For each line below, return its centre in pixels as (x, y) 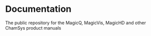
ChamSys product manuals (33, 28)
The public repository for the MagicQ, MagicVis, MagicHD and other (75, 23)
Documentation (39, 9)
